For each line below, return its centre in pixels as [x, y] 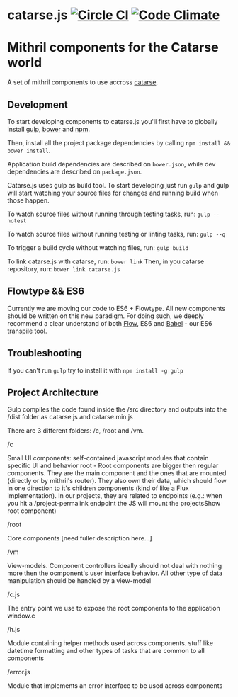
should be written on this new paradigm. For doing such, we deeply [106, 316]
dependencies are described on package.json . [75, 171]
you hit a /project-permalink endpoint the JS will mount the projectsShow [114, 504]
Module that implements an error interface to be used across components [115, 686]
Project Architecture [53, 392]
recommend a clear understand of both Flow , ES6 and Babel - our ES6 [110, 323]
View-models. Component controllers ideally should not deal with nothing [114, 566]
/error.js [19, 672]
